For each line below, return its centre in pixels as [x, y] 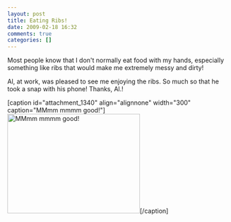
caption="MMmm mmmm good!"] [57, 110]
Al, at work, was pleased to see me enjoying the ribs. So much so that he [113, 81]
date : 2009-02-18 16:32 [42, 27]
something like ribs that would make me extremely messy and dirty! [106, 68]
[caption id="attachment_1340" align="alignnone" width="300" [99, 103]
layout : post [26, 14]
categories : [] [30, 40]
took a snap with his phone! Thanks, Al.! [65, 89]
